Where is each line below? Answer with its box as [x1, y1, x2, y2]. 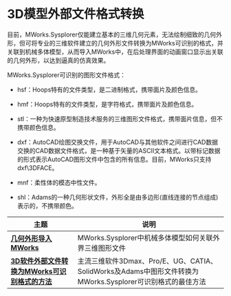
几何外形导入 [10, 233, 53, 243]
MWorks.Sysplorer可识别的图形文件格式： [7, 70, 126, 79]
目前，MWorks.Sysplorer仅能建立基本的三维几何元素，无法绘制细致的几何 [7, 30, 217, 39]
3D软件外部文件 [10, 256, 62, 266]
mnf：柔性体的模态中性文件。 [16, 178, 101, 187]
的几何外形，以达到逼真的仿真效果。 [7, 56, 110, 64]
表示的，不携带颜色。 [16, 201, 78, 210]
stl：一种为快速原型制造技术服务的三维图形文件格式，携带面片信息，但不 [16, 114, 223, 123]
